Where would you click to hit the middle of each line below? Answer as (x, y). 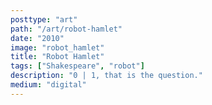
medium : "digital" (48, 85)
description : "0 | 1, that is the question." (106, 76)
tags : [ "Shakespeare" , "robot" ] (77, 66)
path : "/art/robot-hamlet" (66, 29)
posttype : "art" (44, 19)
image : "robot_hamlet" (57, 47)
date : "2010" (37, 38)
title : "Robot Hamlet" (57, 57)
